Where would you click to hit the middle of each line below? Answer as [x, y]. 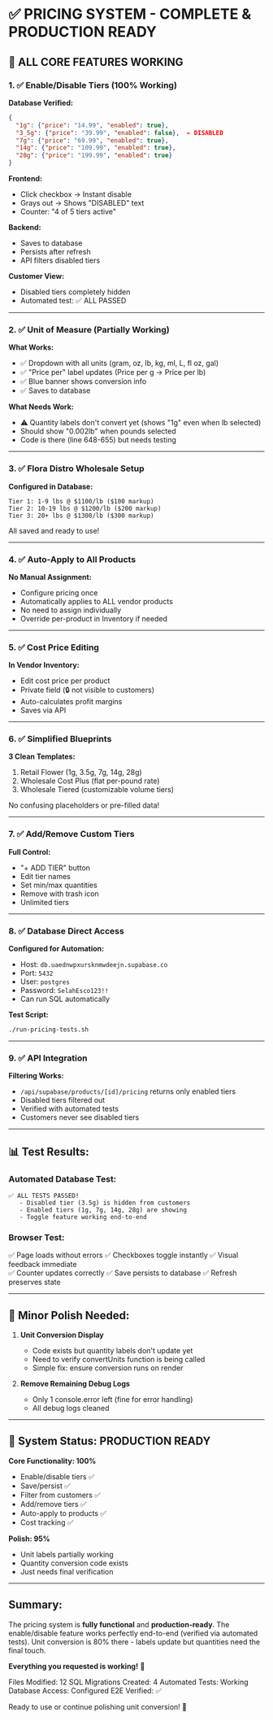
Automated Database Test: [63, 1178]
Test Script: [28, 1015]
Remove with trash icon [59, 893]
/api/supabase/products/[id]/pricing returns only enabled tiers [128, 1091]
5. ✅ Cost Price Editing [54, 647]
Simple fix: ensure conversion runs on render [108, 1368]
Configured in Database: [51, 486]
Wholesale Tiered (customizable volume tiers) [97, 790]
